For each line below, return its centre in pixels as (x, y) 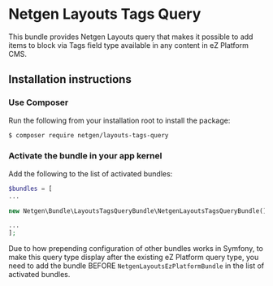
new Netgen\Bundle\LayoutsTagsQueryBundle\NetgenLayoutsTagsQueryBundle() (138, 211)
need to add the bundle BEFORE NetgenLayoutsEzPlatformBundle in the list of (136, 266)
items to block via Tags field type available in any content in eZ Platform (129, 45)
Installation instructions (70, 79)
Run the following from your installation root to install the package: (119, 120)
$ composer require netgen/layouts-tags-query (89, 135)
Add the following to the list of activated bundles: (91, 173)
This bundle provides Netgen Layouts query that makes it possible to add (131, 37)
